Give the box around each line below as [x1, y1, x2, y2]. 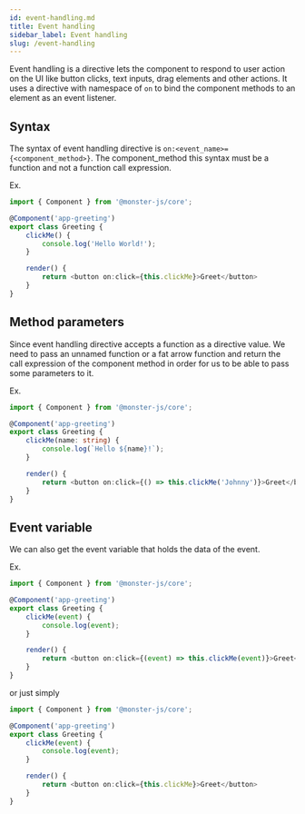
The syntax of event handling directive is [9, 143, 162, 154]
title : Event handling [9, 22, 95, 31]
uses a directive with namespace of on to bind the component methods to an [9, 83, 296, 94]
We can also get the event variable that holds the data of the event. [9, 544, 261, 555]
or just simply [9, 687, 61, 698]
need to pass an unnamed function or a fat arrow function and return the [9, 348, 281, 359]
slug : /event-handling [9, 38, 95, 48]
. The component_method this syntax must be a [90, 153, 270, 164]
